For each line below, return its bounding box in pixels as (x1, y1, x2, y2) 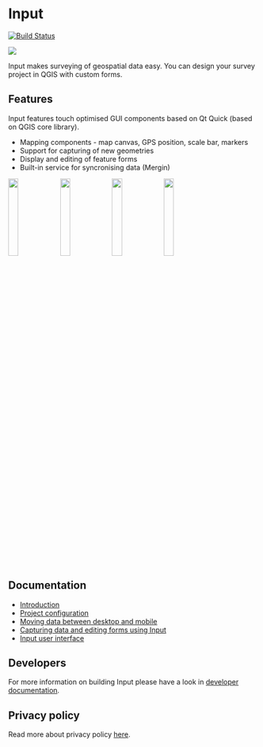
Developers (8, 656, 67, 669)
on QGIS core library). (8, 122, 79, 131)
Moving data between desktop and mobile (19, 616, 158, 626)
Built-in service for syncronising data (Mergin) (19, 162, 170, 172)
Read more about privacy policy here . (8, 730, 131, 739)
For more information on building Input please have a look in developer (8, 677, 239, 687)
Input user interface (19, 633, 85, 642)
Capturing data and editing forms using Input (19, 625, 166, 635)
